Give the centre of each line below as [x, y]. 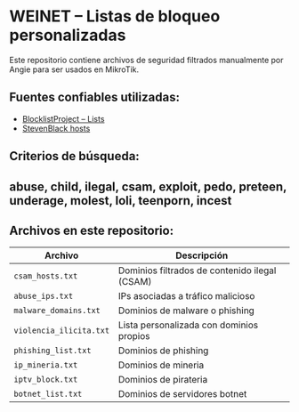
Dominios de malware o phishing [186, 311]
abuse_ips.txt [44, 296]
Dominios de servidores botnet [182, 394]
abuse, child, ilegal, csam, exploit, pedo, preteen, [148, 186]
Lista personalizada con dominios [188, 325]
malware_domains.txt [57, 311]
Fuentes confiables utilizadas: [95, 97]
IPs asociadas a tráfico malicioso [186, 296]
